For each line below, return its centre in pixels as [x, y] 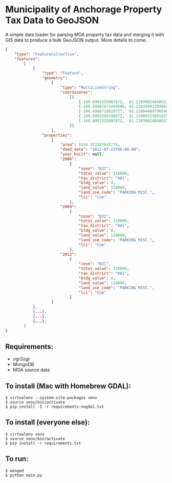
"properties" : [57, 135]
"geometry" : [55, 78]
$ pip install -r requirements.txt [43, 443]
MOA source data [31, 370]
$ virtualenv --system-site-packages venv [51, 398]
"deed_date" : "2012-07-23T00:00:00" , [100, 150]
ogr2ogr [21, 359]
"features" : [27, 59]
